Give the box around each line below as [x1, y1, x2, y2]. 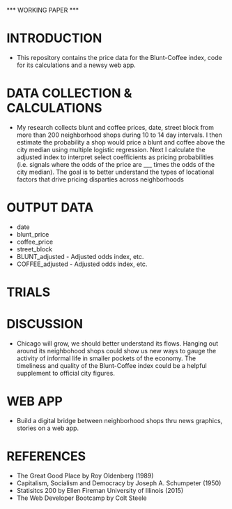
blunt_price [16, 230, 49, 238]
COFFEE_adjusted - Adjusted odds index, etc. [16, 260, 148, 268]
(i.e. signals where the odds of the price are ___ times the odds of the [16, 160, 215, 168]
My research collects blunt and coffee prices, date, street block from [16, 123, 214, 131]
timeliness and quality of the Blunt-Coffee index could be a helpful [16, 361, 207, 369]
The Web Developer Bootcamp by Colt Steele [16, 494, 147, 502]
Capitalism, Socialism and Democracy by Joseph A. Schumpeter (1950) [16, 478, 222, 487]
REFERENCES [6, 448, 86, 464]
